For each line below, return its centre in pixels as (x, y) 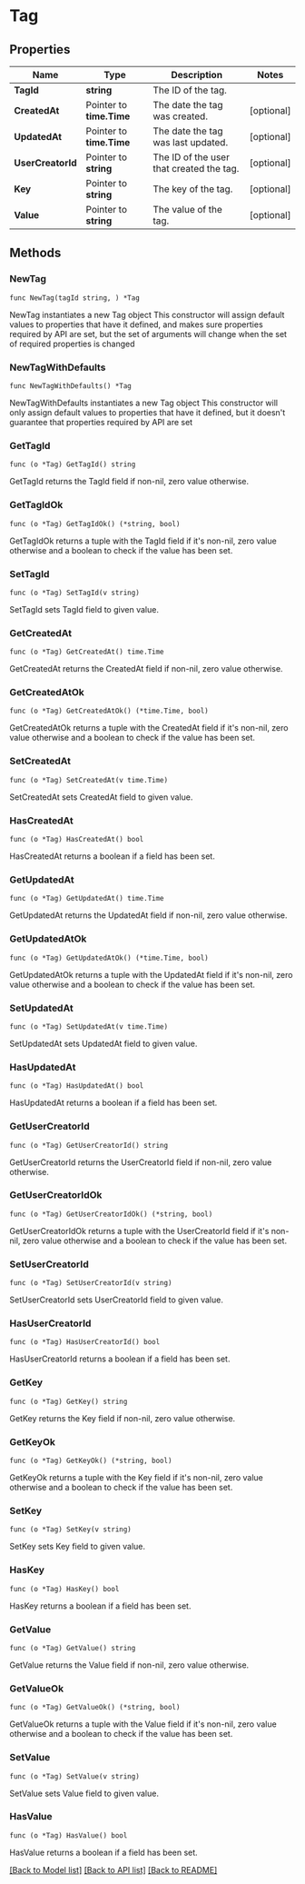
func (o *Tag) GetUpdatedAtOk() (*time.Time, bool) (109, 958)
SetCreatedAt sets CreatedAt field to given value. (101, 797)
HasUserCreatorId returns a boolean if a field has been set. (120, 1359)
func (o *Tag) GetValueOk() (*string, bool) (95, 1708)
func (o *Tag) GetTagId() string (73, 464)
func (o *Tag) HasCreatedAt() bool (77, 840)
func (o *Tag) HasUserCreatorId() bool (85, 1342)
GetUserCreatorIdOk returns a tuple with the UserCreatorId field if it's (139, 1231)
